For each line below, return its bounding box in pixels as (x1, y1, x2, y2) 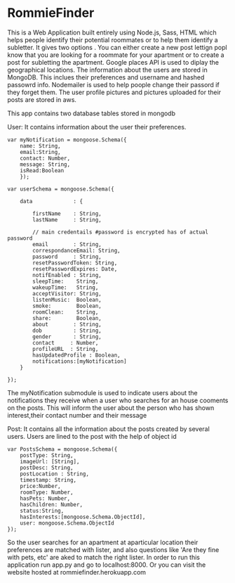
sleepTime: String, (32, 278, 99, 285)
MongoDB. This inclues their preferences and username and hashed (7, 72, 205, 82)
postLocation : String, (20, 470, 90, 478)
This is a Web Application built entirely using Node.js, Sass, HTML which (7, 28, 217, 37)
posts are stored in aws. (7, 95, 77, 103)
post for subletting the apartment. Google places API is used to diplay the (7, 58, 220, 66)
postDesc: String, (20, 464, 74, 471)
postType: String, (20, 451, 74, 459)
